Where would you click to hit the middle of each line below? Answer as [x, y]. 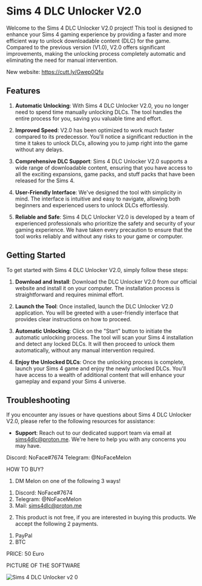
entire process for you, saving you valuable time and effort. [89, 118]
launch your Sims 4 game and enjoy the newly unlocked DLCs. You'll [100, 368]
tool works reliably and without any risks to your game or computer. [99, 236]
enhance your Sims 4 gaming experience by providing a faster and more [96, 34]
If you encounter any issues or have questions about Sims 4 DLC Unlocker [99, 415]
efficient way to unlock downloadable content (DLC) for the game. [89, 41]
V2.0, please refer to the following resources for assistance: [81, 421]
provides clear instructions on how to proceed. [73, 319]
